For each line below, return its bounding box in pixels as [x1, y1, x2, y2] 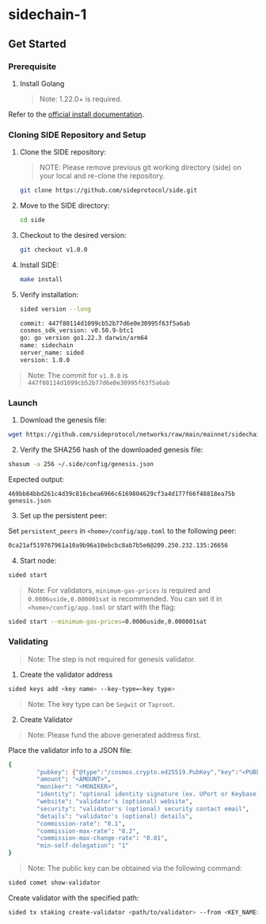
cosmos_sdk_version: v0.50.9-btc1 [19, 326, 134, 334]
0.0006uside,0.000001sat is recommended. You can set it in [27, 594, 222, 603]
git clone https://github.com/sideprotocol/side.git [19, 186, 198, 195]
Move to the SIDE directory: [19, 200, 110, 211]
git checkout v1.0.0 [19, 246, 88, 254]
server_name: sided [19, 349, 85, 357]
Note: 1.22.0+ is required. [39, 94, 123, 104]
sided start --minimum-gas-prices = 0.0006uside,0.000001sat [8, 617, 207, 625]
